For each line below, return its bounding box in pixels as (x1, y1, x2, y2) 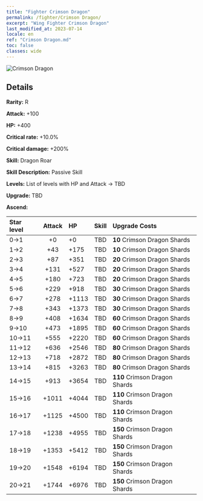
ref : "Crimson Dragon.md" (6, 37, 71, 43)
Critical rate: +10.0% (6, 133, 59, 141)
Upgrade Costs (112, 222, 157, 230)
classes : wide (6, 48, 42, 54)
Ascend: (6, 203, 28, 211)
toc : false (6, 43, 34, 49)
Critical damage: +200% (6, 145, 69, 152)
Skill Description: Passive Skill (6, 168, 83, 176)
